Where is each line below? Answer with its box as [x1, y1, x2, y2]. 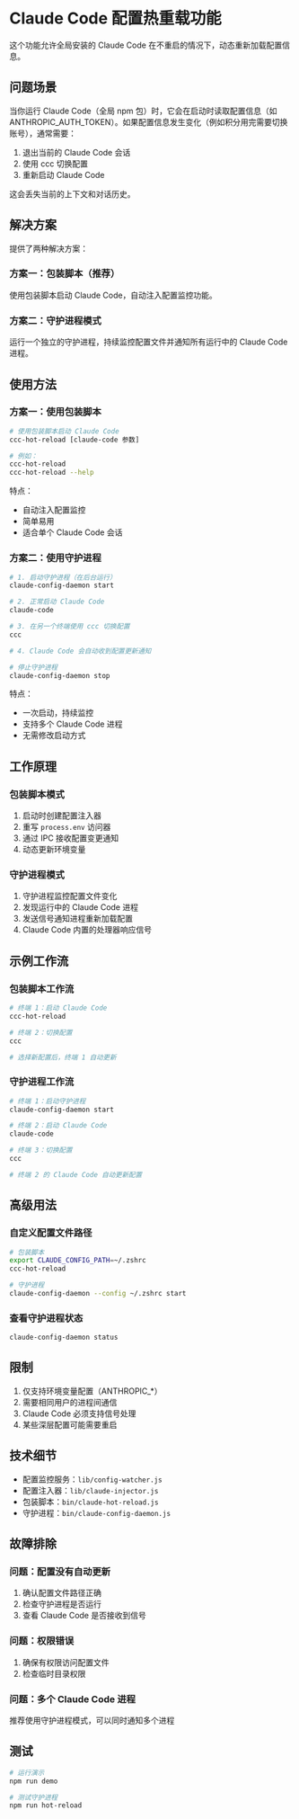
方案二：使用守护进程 [9, 552, 101, 565]
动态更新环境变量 [22, 844, 86, 855]
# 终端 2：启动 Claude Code [9, 1121, 108, 1130]
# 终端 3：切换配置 [9, 1146, 73, 1155]
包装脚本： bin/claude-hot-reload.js [22, 1496, 159, 1507]
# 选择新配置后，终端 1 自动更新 [9, 1053, 117, 1062]
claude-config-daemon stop [9, 671, 110, 680]
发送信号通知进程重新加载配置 [22, 914, 133, 924]
